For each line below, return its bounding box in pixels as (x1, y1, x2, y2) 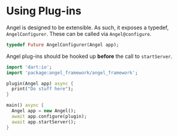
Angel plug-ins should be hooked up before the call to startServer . (6, 52, 173, 60)
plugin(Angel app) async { (6, 81, 74, 86)
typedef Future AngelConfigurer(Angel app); (6, 42, 119, 48)
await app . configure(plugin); (11, 113, 87, 119)
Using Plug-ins (6, 4, 82, 18)
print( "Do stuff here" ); (11, 86, 74, 92)
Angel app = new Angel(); (11, 108, 77, 114)
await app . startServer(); (11, 119, 77, 125)
